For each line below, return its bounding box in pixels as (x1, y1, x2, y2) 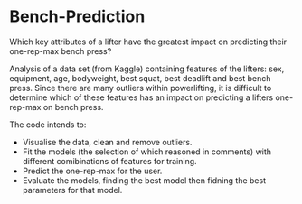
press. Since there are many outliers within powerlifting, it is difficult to (9, 82, 272, 93)
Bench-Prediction (9, 6, 146, 27)
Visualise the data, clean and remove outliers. (22, 136, 193, 147)
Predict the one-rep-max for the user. (22, 165, 163, 176)
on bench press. (42, 101, 104, 112)
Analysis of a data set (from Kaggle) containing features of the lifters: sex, (9, 63, 285, 74)
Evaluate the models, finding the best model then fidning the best (22, 174, 267, 186)
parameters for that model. (22, 184, 123, 195)
